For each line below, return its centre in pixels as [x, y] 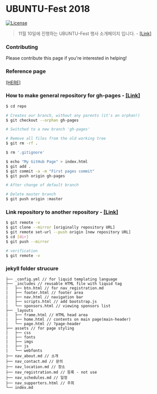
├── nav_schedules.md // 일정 [37, 378]
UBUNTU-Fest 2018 [48, 9]
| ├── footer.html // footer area [44, 293]
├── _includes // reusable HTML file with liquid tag [64, 283]
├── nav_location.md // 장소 [36, 367]
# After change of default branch [42, 185]
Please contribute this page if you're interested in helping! [66, 58]
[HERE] [13, 83]
